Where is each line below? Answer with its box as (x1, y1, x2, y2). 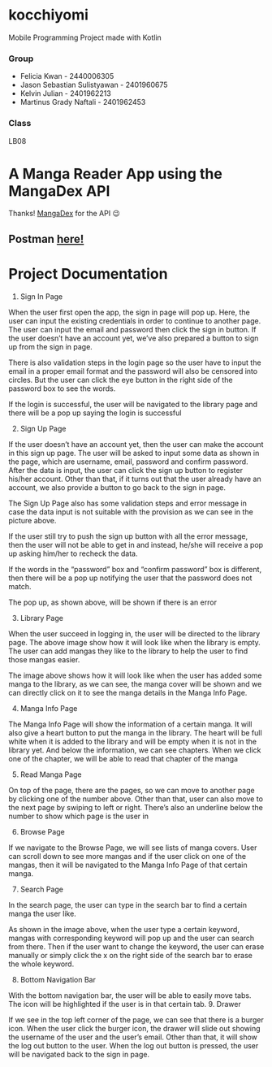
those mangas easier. (8, 654, 80, 664)
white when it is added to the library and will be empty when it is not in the (8, 736, 257, 746)
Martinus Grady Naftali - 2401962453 (19, 98, 146, 107)
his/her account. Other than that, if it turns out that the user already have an (8, 474, 261, 484)
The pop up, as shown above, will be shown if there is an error (8, 597, 218, 607)
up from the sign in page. (8, 341, 93, 351)
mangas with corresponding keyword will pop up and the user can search (8, 933, 255, 943)
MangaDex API (8, 181, 110, 200)
